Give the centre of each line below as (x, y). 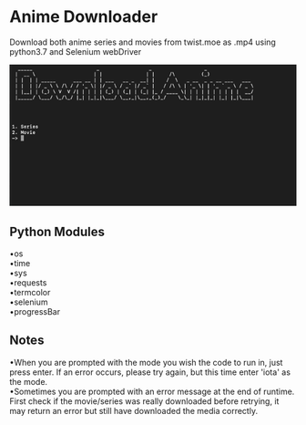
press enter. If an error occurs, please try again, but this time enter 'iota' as (150, 372)
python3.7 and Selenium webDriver (76, 51)
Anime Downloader (84, 17)
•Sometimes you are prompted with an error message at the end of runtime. (152, 391)
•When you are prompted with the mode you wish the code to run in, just (146, 362)
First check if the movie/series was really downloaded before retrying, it (144, 401)
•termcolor (30, 293)
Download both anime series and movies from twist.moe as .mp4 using (143, 42)
